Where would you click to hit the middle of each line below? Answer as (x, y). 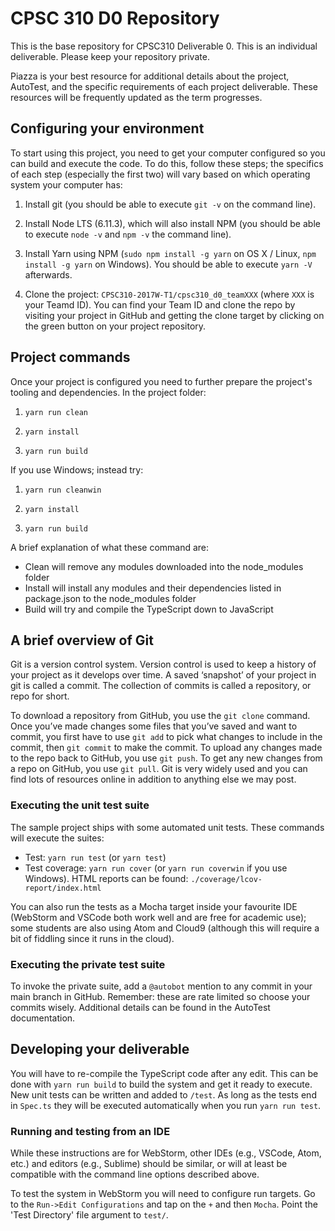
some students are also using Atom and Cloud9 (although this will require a (165, 928)
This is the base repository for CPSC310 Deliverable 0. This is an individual (164, 46)
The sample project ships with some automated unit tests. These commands (167, 827)
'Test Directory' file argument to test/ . (89, 1215)
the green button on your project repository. (115, 326)
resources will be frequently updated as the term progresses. (136, 97)
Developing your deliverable (100, 1049)
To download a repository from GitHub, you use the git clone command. (160, 716)
